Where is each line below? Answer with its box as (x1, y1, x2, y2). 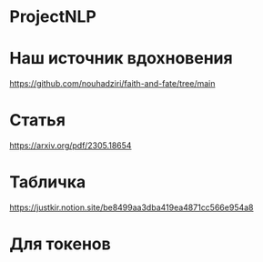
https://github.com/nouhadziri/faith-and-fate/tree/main (9, 78, 216, 89)
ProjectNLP (9, 6, 97, 27)
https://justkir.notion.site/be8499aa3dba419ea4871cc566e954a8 (9, 202, 254, 213)
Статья (9, 110, 66, 131)
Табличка (9, 172, 86, 193)
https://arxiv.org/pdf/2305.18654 (9, 140, 132, 151)
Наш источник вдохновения (9, 48, 234, 69)
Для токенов (9, 234, 111, 255)
